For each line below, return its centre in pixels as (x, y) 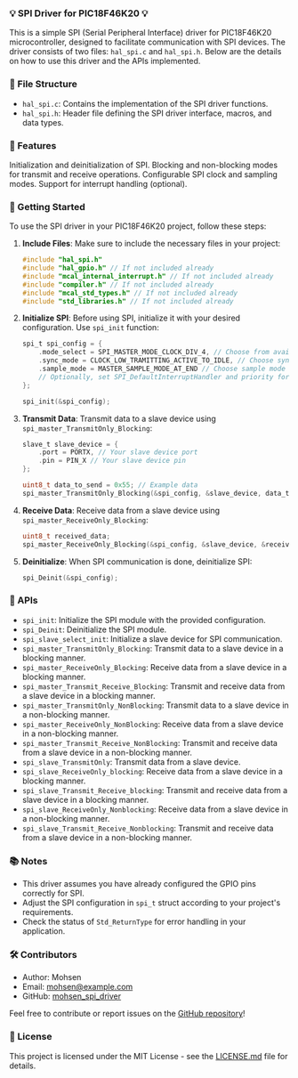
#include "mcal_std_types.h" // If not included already (130, 293)
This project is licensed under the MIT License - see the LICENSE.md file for (149, 1056)
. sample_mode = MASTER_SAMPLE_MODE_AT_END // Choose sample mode (162, 369)
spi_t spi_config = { (62, 344)
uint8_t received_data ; (66, 536)
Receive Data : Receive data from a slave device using (121, 510)
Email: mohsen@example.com (77, 987)
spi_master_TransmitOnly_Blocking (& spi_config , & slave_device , (142, 493)
